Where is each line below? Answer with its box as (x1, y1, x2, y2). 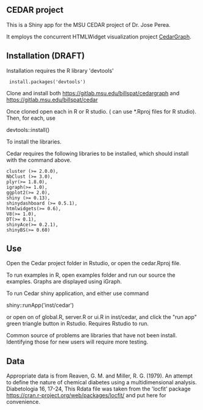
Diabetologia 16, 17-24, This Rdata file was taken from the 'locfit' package (6, 385, 191, 393)
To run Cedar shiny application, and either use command (6, 290, 149, 297)
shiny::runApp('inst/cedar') (6, 302, 74, 309)
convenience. (6, 398, 41, 406)
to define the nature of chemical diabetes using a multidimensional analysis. (6, 379, 197, 386)
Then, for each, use (6, 114, 56, 122)
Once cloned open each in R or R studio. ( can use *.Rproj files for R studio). (6, 108, 197, 115)
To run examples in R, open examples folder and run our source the (6, 271, 176, 279)
